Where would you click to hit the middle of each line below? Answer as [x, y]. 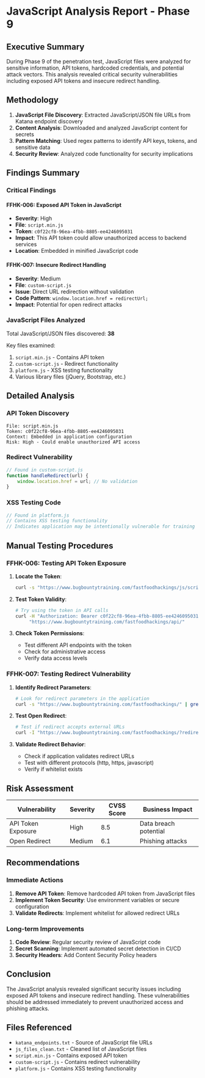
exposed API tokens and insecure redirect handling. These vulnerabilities [98, 995]
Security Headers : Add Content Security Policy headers [86, 955]
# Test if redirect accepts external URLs [70, 727]
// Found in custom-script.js [45, 470]
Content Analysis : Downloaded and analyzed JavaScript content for [101, 128]
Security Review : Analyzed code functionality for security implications [104, 153]
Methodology [33, 100]
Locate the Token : [38, 576]
